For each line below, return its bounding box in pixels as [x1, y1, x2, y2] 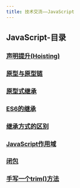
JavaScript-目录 [6, 32, 66, 43]
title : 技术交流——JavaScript [6, 8, 75, 15]
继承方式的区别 [6, 122, 49, 131]
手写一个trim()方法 [6, 175, 59, 183]
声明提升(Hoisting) [6, 51, 60, 60]
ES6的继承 [6, 104, 37, 113]
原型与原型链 [6, 69, 43, 78]
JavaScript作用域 [6, 140, 56, 148]
